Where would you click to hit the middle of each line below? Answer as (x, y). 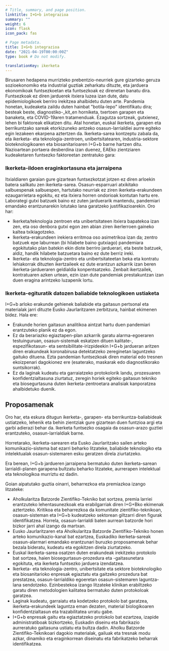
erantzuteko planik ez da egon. (45, 330)
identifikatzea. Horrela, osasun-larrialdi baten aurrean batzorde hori (82, 520)
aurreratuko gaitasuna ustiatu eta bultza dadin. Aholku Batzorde (78, 628)
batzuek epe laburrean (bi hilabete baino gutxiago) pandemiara (78, 242)
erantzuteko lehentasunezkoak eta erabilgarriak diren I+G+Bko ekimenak (88, 504)
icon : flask (18, 29)
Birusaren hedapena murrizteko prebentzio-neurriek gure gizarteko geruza (83, 80)
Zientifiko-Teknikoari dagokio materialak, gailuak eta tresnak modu (81, 633)
